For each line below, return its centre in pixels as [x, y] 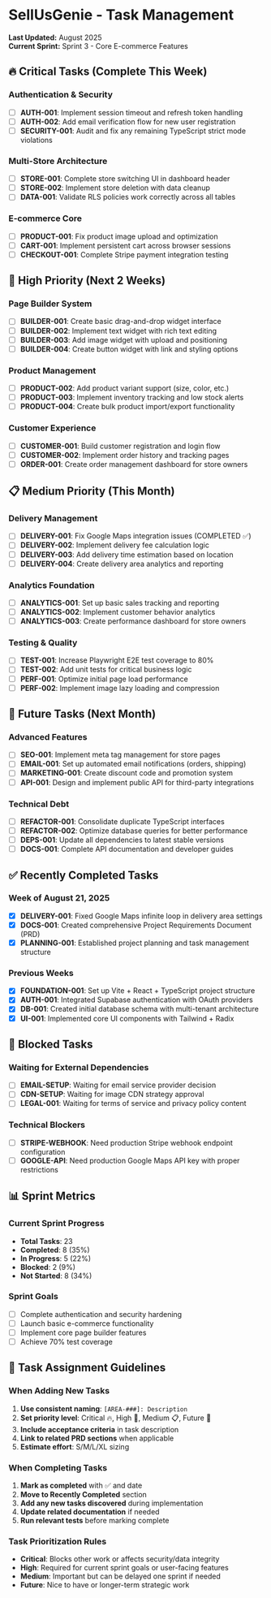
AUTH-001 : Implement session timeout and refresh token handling [131, 112]
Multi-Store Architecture [58, 161]
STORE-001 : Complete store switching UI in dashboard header [125, 179]
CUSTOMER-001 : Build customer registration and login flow [120, 446]
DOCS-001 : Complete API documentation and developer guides [127, 849]
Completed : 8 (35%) [55, 1250]
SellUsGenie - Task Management [121, 15]
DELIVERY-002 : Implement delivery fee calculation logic [114, 545]
